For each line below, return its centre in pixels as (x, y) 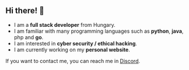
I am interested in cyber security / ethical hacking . (76, 43)
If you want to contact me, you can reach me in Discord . (73, 61)
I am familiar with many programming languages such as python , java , (99, 31)
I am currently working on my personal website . (72, 50)
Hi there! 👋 (25, 11)
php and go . (29, 37)
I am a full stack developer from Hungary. (64, 24)
